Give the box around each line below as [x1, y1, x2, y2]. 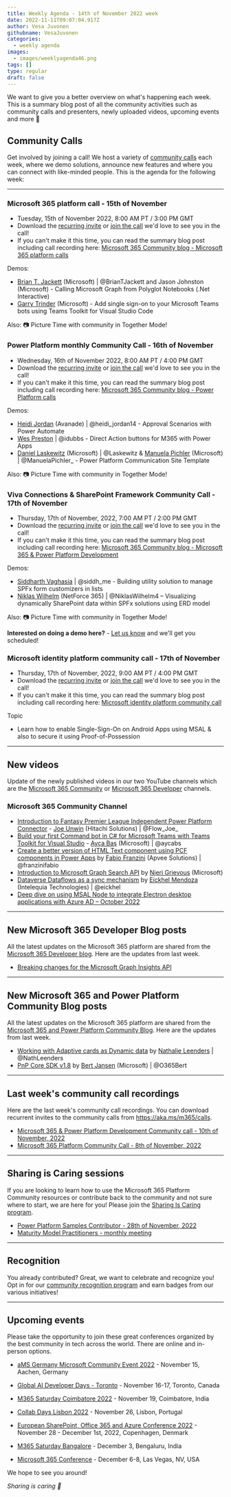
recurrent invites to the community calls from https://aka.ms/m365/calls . [7, 1113, 212, 1122]
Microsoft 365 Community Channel [7, 802, 127, 812]
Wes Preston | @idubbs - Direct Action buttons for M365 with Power [16, 434, 211, 442]
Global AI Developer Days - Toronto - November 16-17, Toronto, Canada [16, 1381, 220, 1390]
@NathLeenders [16, 1054, 64, 1062]
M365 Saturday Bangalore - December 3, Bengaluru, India [16, 1442, 182, 1450]
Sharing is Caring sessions [7, 1168, 124, 1179]
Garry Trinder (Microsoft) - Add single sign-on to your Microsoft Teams [16, 300, 219, 308]
